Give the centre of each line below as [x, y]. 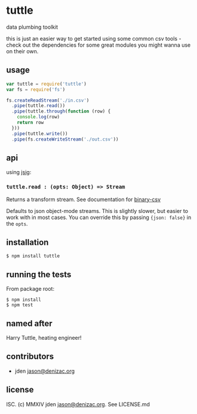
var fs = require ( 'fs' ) [36, 89]
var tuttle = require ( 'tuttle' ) [46, 84]
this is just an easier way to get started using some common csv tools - [94, 38]
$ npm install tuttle [33, 256]
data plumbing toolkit [32, 27]
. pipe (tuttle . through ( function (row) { [61, 111]
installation [27, 242]
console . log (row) [39, 117]
